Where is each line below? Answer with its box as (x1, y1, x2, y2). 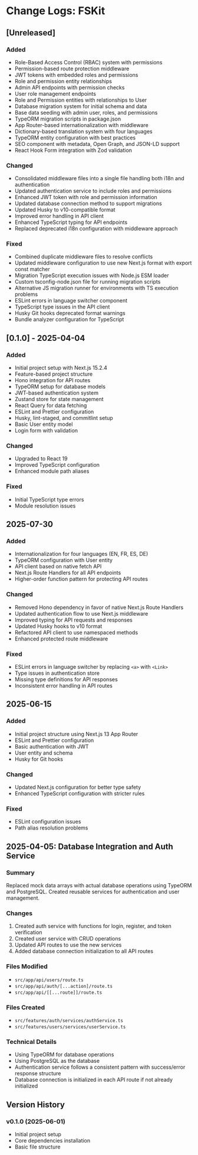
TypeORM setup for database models (14, 383, 106, 391)
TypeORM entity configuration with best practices (14, 134, 136, 141)
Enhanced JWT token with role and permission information (14, 194, 157, 201)
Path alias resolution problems (14, 824, 88, 831)
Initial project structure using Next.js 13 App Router (14, 730, 138, 737)
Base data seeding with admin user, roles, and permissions (14, 109, 158, 116)
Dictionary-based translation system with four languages (14, 128, 153, 135)
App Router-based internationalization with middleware (14, 121, 149, 128)
